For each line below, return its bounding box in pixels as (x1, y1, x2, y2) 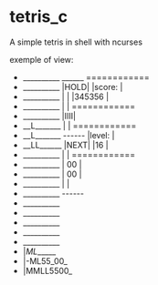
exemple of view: (9, 54, 74, 65)
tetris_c (9, 6, 68, 27)
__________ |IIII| (22, 110, 76, 121)
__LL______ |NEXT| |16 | (22, 139, 109, 150)
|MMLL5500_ (22, 265, 73, 276)
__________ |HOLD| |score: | (22, 81, 123, 92)
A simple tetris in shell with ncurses (9, 36, 143, 47)
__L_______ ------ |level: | (22, 129, 115, 140)
